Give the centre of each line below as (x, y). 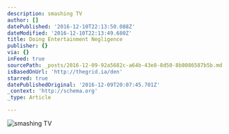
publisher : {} (28, 46)
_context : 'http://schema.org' (53, 91)
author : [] (23, 20)
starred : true (28, 78)
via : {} (18, 53)
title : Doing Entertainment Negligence (65, 40)
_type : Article (29, 98)
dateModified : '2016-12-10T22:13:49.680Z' (70, 33)
